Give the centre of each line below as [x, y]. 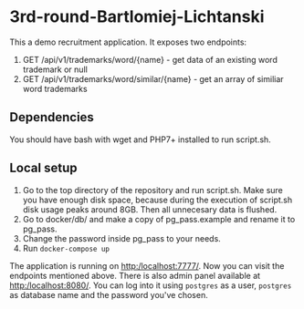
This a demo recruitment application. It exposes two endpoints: [128, 42]
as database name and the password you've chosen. [109, 294]
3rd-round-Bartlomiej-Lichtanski [137, 17]
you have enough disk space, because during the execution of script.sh [157, 200]
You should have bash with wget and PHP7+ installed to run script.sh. [140, 139]
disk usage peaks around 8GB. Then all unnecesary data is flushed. [150, 209]
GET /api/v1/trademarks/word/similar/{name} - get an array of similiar [153, 78]
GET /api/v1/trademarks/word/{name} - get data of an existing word [150, 59]
